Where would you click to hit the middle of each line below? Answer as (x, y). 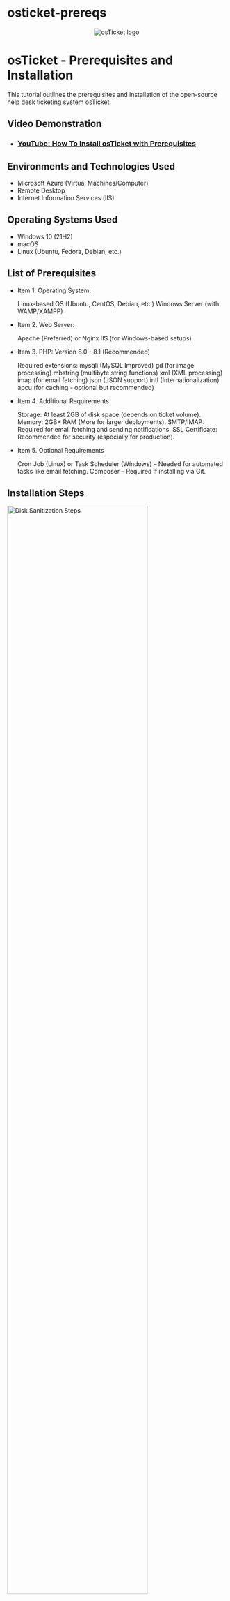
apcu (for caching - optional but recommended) (85, 387)
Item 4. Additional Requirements (63, 401)
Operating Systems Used (63, 220)
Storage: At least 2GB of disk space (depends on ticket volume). (109, 414)
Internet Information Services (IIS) (66, 198)
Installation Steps (46, 493)
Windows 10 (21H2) (45, 236)
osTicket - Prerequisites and (90, 60)
